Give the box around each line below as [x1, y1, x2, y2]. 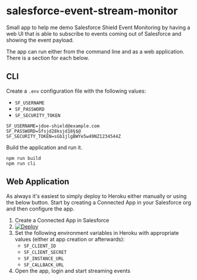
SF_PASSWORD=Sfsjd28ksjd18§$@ [6, 128, 82, 134]
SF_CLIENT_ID [23, 243, 57, 249]
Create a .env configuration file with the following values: [6, 87, 146, 95]
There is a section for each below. [6, 54, 89, 61]
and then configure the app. [6, 205, 75, 212]
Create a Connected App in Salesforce [14, 216, 110, 224]
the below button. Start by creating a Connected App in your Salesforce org [6, 199, 192, 206]
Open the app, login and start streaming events [14, 267, 131, 274]
